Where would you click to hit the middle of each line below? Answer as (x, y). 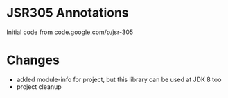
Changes (33, 60)
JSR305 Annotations (68, 13)
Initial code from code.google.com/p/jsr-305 (70, 32)
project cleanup (39, 87)
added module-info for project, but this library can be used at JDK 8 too (119, 79)
